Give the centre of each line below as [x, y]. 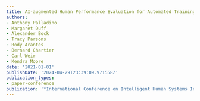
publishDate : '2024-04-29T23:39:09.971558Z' [62, 72]
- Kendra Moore [25, 61]
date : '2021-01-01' [30, 67]
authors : [17, 17]
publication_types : [30, 78]
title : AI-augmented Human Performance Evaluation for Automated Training [101, 12]
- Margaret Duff [26, 28]
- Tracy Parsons [26, 39]
